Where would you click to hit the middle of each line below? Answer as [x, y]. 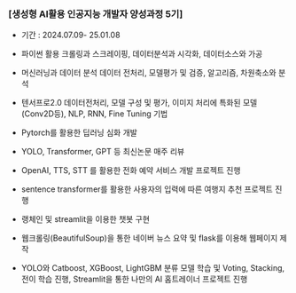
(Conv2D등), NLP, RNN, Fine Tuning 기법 [94, 114]
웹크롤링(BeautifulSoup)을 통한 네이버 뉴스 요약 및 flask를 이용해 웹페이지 [149, 238]
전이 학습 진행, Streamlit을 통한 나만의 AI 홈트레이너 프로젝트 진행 [134, 279]
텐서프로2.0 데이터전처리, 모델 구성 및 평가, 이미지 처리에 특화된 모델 [139, 103]
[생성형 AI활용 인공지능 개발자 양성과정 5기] [96, 13]
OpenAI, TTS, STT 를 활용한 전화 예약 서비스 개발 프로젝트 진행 [131, 170]
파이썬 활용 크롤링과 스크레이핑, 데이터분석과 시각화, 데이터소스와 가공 [142, 54]
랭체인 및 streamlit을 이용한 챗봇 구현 [85, 219]
